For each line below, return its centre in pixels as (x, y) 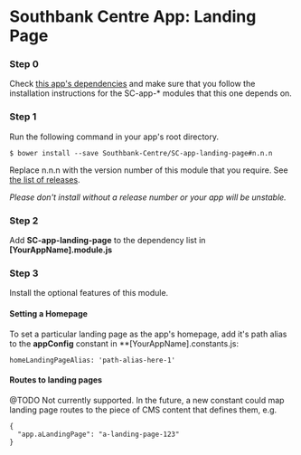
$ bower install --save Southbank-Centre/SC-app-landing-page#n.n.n (141, 153)
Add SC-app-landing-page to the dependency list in (108, 241)
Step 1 (23, 117)
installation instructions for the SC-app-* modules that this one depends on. (150, 93)
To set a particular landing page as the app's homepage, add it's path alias (148, 334)
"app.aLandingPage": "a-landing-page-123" (99, 434)
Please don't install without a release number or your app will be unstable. (148, 197)
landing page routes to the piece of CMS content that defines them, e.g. (143, 410)
